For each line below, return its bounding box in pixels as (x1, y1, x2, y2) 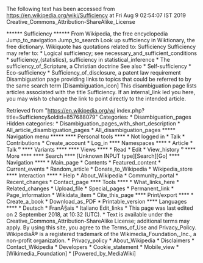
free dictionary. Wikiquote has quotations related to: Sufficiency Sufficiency (6, 43, 196, 50)
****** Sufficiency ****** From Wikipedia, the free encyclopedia (6, 30, 168, 37)
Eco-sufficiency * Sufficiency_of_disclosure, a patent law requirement (6, 69, 181, 76)
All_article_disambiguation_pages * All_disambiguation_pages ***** (6, 127, 176, 133)
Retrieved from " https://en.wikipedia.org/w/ (6, 107, 116, 114)
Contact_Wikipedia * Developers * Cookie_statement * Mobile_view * (6, 243, 179, 250)
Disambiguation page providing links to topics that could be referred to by (6, 76, 191, 83)
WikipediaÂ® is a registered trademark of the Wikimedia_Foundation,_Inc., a (6, 231, 197, 237)
